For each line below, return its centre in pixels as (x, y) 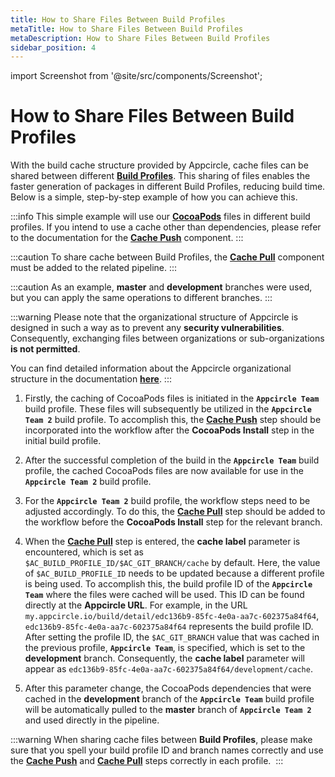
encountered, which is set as (84, 552)
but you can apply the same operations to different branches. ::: (141, 298)
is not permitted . (45, 349)
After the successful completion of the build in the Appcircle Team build (172, 460)
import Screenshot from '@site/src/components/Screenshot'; (136, 76)
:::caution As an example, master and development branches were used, (161, 287)
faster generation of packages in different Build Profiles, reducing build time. (168, 187)
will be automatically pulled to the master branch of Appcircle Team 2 (168, 710)
